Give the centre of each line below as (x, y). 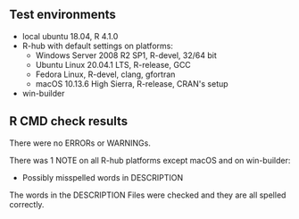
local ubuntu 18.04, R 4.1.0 (70, 36)
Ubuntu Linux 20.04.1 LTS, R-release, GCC (113, 64)
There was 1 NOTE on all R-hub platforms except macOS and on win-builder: (150, 160)
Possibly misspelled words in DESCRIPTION (103, 177)
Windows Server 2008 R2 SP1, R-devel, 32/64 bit (126, 55)
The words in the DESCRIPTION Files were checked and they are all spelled (148, 195)
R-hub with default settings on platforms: (98, 46)
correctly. (27, 204)
